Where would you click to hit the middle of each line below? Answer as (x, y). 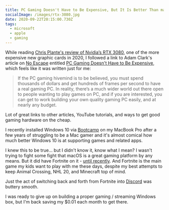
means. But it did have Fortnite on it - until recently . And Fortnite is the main (83, 161)
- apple (18, 33)
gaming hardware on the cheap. (38, 120)
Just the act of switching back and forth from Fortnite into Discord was (78, 181)
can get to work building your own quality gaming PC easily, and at (87, 99)
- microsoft (22, 29)
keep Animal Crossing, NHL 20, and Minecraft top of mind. (66, 171)
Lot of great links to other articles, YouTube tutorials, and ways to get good (82, 114)
